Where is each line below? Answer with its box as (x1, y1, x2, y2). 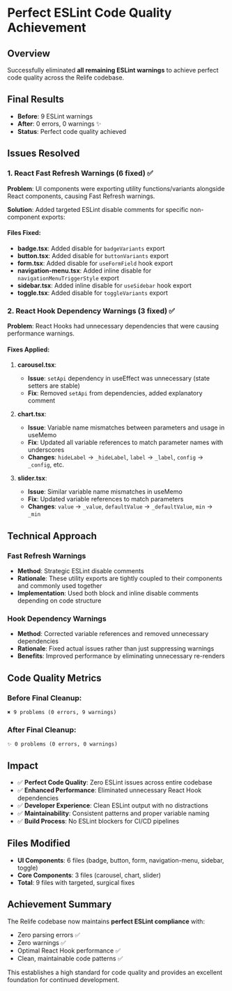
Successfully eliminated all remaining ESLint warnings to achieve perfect (7, 66, 219, 74)
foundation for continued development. (7, 975, 120, 984)
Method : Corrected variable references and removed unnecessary (17, 630, 209, 638)
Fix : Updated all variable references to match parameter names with (27, 438, 224, 447)
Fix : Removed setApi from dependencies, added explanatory (27, 389, 203, 398)
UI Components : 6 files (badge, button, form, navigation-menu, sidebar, (17, 856, 224, 864)
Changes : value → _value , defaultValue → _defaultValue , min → (27, 502, 213, 510)
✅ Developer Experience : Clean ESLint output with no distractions (17, 801, 209, 810)
